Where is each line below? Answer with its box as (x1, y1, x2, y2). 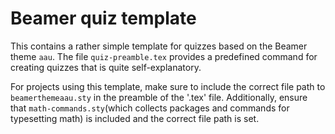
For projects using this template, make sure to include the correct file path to (10, 80, 326, 92)
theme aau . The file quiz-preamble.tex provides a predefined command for (10, 50, 318, 62)
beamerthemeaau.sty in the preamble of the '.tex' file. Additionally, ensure (10, 91, 308, 103)
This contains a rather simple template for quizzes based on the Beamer (10, 40, 308, 52)
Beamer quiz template (10, 7, 197, 30)
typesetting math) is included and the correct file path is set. (10, 112, 260, 124)
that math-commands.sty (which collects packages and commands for (10, 102, 290, 114)
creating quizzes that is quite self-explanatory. (10, 61, 202, 73)
